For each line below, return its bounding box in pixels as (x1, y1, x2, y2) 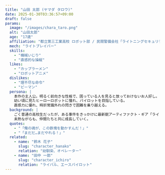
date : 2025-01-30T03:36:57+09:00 (5, 12, 74, 17)
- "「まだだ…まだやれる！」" (14, 130, 65, 135)
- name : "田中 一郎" (14, 153, 53, 158)
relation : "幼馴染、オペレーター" (18, 149, 82, 153)
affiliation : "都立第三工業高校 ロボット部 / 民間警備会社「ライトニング (9, 39, 144, 44)
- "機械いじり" (14, 52, 41, 58)
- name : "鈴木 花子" (14, 139, 53, 145)
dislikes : (9, 75, 29, 80)
